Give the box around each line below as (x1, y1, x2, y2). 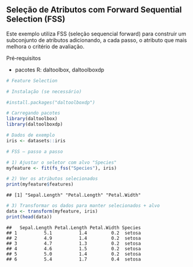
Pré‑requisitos (6, 54, 41, 62)
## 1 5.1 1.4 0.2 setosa (6, 230, 141, 236)
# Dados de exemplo (6, 132, 55, 139)
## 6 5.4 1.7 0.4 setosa (6, 256, 141, 262)
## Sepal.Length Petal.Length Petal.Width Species (6, 224, 141, 230)
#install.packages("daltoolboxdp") (6, 99, 96, 106)
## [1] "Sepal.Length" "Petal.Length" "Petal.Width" (6, 192, 141, 199)
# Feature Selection (6, 77, 58, 83)
